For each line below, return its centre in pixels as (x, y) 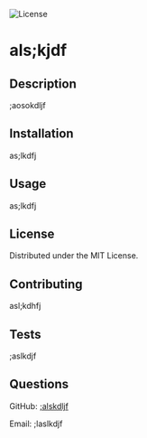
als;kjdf (38, 51)
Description (43, 84)
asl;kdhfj (25, 306)
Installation (41, 134)
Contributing (46, 284)
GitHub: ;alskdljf (39, 405)
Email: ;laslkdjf (36, 424)
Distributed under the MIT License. (74, 256)
